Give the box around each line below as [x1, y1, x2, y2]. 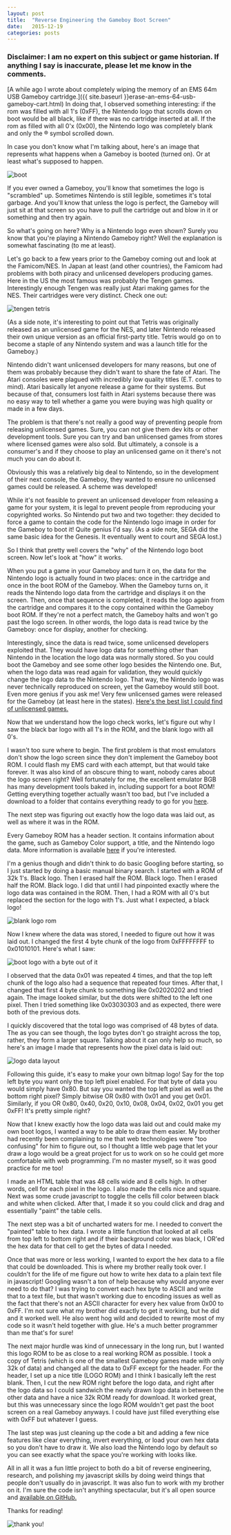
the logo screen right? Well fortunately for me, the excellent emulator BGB [7, 775, 217, 783]
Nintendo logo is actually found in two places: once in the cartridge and [7, 574, 210, 582]
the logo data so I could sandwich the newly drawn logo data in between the [7, 1385, 224, 1394]
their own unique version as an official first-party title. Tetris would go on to [7, 332, 221, 341]
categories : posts [7, 29, 60, 37]
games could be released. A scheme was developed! [7, 482, 158, 490]
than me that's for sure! [7, 1328, 74, 1336]
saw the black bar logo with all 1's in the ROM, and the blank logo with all [7, 725, 214, 733]
